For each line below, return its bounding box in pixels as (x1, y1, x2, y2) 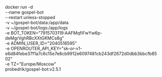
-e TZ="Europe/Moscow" (5, 61, 56, 67)
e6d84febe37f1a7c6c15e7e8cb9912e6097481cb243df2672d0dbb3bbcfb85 (5, 51, 158, 57)
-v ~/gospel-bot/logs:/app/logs (5, 25, 68, 31)
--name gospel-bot (5, 9, 44, 15)
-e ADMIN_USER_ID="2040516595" (5, 40, 77, 46)
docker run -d (5, 4, 33, 10)
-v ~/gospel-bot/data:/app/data (5, 19, 69, 25)
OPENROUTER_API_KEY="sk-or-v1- (10, 46, 82, 51)
